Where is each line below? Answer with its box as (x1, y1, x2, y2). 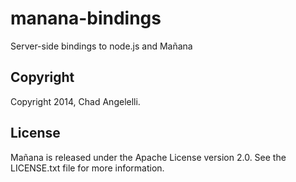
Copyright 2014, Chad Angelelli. (10, 95, 141, 107)
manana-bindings (10, 7, 162, 30)
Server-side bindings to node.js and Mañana (10, 40, 193, 52)
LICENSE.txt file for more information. (10, 162, 165, 174)
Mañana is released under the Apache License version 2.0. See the (10, 151, 287, 163)
